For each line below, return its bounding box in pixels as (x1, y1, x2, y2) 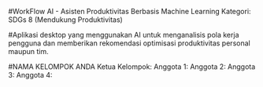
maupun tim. (8, 47, 49, 56)
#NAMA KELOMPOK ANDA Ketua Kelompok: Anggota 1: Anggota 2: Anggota (8, 62, 256, 71)
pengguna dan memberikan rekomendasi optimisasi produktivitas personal (8, 38, 250, 48)
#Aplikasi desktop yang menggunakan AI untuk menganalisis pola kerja (8, 31, 239, 39)
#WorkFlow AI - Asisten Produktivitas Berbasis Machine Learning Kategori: (8, 7, 251, 16)
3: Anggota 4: (8, 71, 53, 79)
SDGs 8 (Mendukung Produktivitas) (8, 15, 124, 24)
